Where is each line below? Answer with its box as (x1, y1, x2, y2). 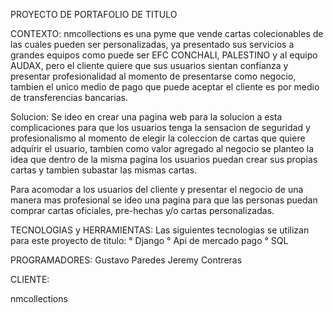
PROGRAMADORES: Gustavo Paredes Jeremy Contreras (10, 254, 243, 266)
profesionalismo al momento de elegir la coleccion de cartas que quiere (10, 132, 306, 144)
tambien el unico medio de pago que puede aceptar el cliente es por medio (10, 81, 320, 93)
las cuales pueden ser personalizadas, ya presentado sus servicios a (10, 39, 295, 50)
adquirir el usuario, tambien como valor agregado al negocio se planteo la (10, 143, 314, 154)
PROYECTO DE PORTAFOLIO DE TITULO (10, 9, 178, 20)
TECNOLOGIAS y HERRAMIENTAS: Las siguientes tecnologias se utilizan (10, 224, 310, 236)
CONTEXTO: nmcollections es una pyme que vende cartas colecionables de (10, 28, 324, 39)
